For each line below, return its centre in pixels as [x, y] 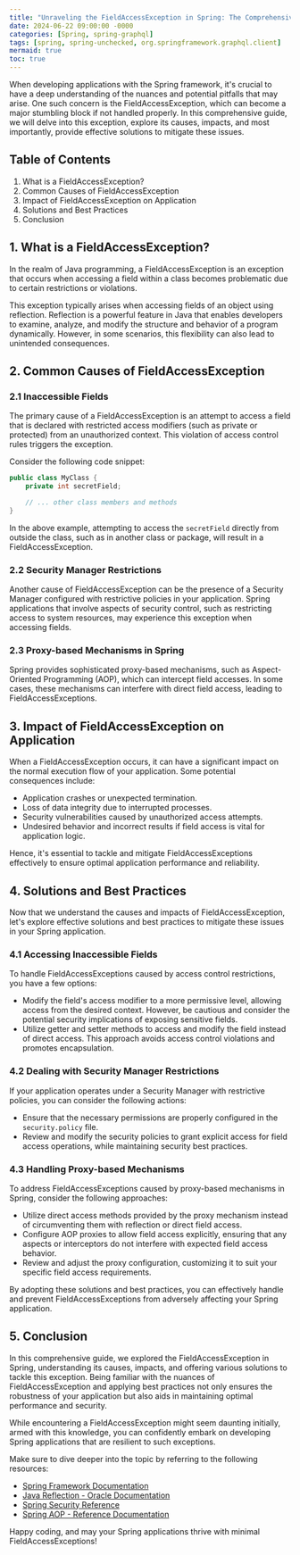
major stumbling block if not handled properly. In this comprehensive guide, [148, 113]
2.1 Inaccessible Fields [59, 396]
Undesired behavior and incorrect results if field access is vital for [143, 827]
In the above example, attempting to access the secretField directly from [144, 528]
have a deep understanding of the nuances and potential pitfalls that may [144, 94]
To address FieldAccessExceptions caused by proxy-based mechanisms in [147, 1188]
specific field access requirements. [87, 1272]
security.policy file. [60, 1127]
